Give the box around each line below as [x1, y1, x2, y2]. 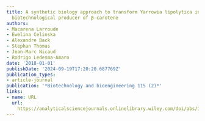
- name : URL [6, 94, 37, 100]
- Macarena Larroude [6, 26, 59, 32]
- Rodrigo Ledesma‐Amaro [6, 54, 70, 61]
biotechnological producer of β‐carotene [12, 15, 119, 21]
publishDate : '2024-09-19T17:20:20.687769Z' [6, 65, 121, 72]
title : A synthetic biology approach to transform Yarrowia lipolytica [6, 9, 192, 15]
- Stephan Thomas [6, 43, 51, 50]
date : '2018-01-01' [6, 60, 56, 66]
